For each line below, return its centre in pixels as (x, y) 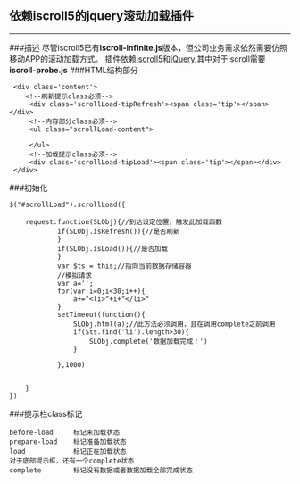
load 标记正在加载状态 (68, 451)
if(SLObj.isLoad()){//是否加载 (112, 248)
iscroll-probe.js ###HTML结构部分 (74, 70)
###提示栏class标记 (46, 413)
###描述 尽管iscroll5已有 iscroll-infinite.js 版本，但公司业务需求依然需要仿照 (148, 47)
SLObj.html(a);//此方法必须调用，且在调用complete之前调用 (174, 324)
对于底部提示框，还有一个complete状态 (72, 461)
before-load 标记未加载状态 (65, 432)
